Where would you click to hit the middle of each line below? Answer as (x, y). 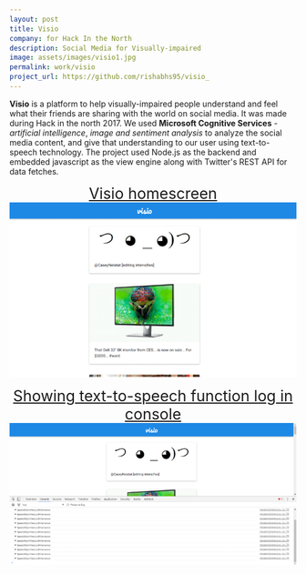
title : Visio (34, 29)
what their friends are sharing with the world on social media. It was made (148, 113)
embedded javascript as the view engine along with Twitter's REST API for (148, 161)
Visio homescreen (153, 193)
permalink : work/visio (52, 67)
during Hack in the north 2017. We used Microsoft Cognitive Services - (143, 123)
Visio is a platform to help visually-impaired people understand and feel (144, 104)
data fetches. (34, 171)
